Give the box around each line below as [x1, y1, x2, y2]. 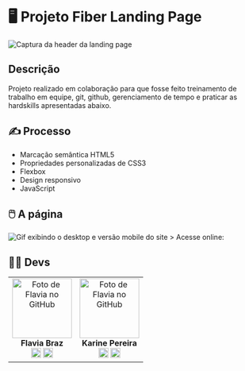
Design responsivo [19, 175, 82, 184]
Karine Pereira [82, 338, 137, 349]
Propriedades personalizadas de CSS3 [19, 158, 147, 168]
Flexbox [19, 166, 46, 176]
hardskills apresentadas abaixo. [8, 100, 112, 110]
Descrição [8, 63, 60, 76]
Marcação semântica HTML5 [19, 149, 115, 159]
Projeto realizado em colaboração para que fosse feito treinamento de [8, 83, 237, 93]
